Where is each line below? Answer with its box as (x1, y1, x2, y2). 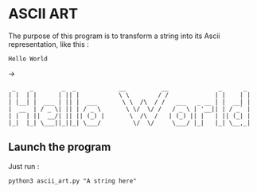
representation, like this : (8, 39, 89, 48)
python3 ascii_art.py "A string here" (8, 176, 137, 185)
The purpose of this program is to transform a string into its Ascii (8, 31, 220, 41)
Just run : (8, 161, 40, 171)
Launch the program (8, 141, 111, 154)
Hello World (8, 55, 48, 63)
